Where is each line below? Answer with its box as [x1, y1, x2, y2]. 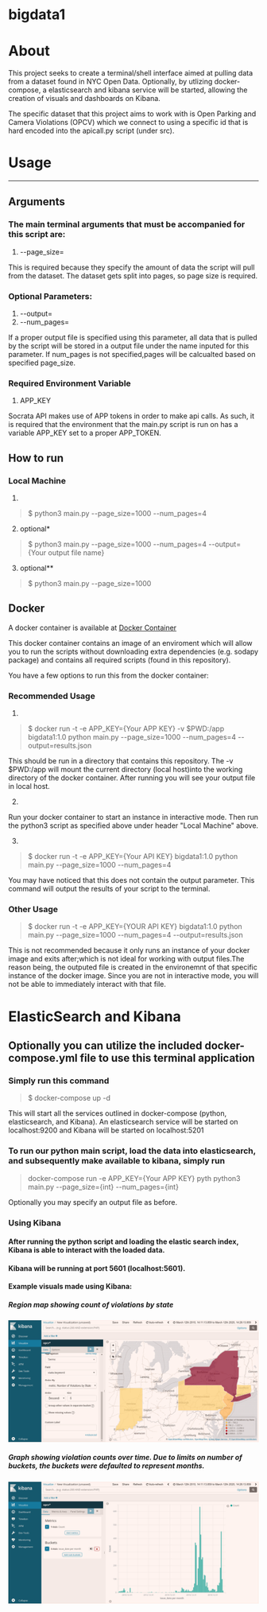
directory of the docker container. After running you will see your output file [8, 773, 256, 783]
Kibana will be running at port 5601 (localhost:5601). [8, 1263, 186, 1273]
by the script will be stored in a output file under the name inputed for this [8, 341, 250, 351]
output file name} [48, 548, 105, 557]
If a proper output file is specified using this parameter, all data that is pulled [8, 332, 258, 343]
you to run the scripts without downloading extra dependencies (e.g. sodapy [8, 647, 259, 656]
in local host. [8, 782, 50, 791]
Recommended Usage [8, 690, 95, 701]
